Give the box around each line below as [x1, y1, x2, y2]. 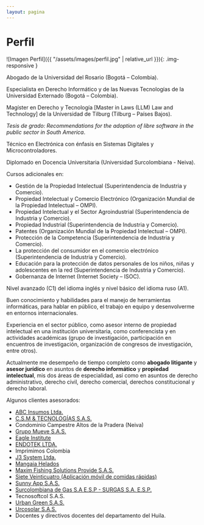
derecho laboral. [6, 384, 47, 392]
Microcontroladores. [6, 147, 57, 154]
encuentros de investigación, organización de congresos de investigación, [6, 340, 193, 348]
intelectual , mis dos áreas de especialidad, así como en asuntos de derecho [6, 372, 198, 379]
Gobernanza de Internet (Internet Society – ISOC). [15, 272, 141, 280]
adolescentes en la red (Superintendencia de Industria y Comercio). [15, 266, 186, 273]
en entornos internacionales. [6, 309, 78, 317]
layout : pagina [6, 9, 45, 15]
